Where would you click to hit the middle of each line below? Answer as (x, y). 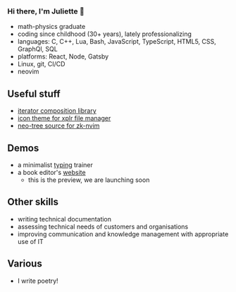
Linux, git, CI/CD (41, 64)
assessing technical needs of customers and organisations (103, 226)
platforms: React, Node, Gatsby (63, 56)
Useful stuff (34, 93)
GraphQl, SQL (37, 49)
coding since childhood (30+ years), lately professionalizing (105, 34)
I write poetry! (38, 281)
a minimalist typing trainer (55, 164)
